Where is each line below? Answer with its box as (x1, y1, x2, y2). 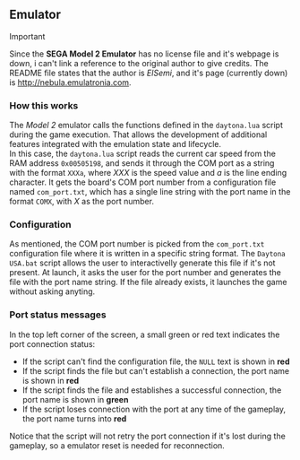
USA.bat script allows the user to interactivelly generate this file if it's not (9, 257, 276, 268)
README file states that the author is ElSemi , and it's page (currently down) (9, 67, 288, 78)
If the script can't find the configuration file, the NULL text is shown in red (21, 356, 290, 367)
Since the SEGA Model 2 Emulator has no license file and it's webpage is (9, 48, 279, 59)
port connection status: (9, 338, 96, 349)
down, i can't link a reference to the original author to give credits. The (9, 57, 269, 68)
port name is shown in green (21, 394, 129, 404)
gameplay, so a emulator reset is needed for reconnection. (9, 439, 226, 451)
